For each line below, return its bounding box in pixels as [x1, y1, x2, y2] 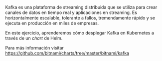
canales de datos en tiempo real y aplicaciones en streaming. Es [5, 9, 137, 15]
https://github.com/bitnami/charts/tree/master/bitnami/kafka [5, 50, 130, 56]
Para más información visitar [5, 45, 64, 50]
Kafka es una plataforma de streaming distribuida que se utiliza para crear [5, 4, 158, 10]
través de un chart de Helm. [5, 35, 63, 41]
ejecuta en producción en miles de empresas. [5, 20, 99, 26]
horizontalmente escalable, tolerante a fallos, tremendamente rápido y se [5, 15, 156, 20]
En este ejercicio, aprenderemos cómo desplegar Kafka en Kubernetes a [5, 30, 155, 35]
